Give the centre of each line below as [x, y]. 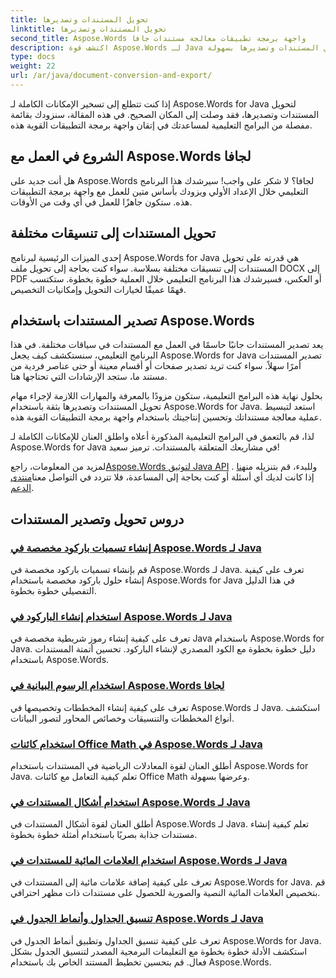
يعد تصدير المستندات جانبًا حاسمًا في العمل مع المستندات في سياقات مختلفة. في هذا [167, 345]
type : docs [33, 57]
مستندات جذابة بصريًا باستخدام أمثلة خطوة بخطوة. [104, 835]
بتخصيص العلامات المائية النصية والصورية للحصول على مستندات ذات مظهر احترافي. [165, 893]
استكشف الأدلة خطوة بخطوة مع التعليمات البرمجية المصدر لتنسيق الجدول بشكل [159, 951]
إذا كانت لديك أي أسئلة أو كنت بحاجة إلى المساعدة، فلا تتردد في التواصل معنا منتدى [162, 477]
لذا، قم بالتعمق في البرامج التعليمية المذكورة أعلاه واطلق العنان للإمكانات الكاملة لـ [162, 437]
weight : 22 [33, 66]
